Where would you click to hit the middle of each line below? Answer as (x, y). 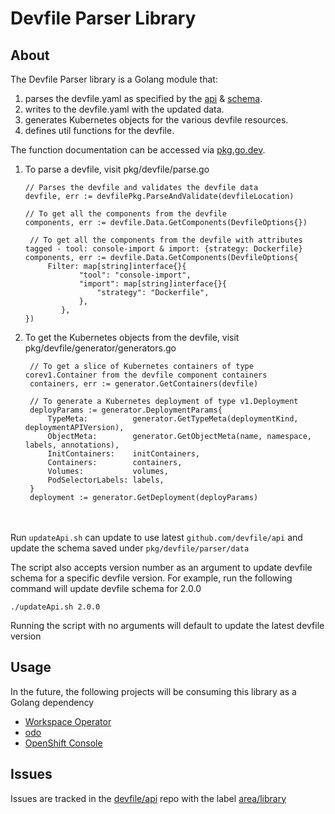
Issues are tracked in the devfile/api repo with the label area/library (148, 798)
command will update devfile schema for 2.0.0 (106, 588)
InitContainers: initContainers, (123, 454)
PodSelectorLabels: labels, (106, 480)
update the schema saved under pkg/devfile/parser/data (130, 548)
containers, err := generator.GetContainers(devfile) (144, 384)
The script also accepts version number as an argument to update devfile (161, 567)
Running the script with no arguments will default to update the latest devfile (167, 625)
